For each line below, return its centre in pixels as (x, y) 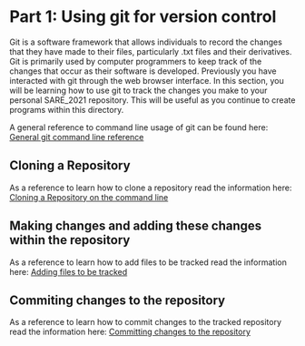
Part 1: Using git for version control (143, 17)
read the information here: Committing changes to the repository (130, 332)
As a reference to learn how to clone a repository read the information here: (151, 188)
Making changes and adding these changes (136, 226)
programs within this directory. (67, 109)
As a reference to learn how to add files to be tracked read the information (148, 262)
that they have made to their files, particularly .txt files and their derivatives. (151, 51)
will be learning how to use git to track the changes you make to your (138, 90)
